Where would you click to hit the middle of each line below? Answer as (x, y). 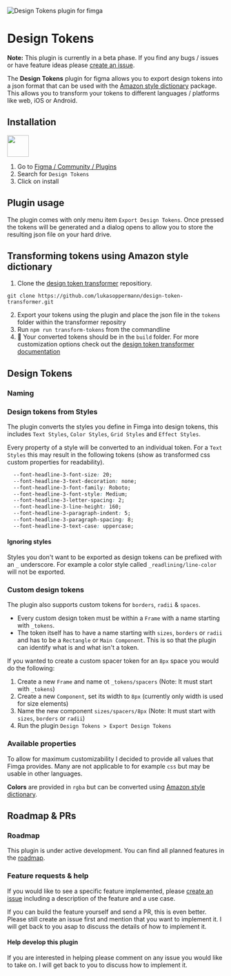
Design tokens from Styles (52, 411)
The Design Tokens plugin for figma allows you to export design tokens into (115, 78)
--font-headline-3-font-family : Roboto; (72, 487)
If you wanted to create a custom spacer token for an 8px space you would (113, 661)
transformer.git (30, 302)
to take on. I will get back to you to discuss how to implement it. (97, 965)
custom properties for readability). (56, 462)
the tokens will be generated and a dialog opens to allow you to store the (110, 227)
